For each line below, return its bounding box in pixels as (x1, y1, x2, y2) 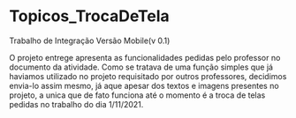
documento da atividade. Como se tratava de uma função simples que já (9, 62, 274, 72)
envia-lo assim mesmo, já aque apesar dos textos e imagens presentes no (9, 80, 280, 91)
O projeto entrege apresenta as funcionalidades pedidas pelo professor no (9, 52, 281, 63)
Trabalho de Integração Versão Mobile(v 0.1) (9, 35, 171, 46)
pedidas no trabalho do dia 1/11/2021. (9, 99, 144, 109)
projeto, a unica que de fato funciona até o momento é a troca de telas (9, 90, 266, 100)
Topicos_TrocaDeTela (9, 6, 170, 26)
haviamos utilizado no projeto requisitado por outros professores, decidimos (9, 70, 287, 81)
